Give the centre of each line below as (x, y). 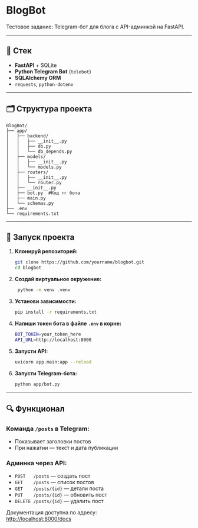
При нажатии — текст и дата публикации (66, 448)
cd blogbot (28, 268)
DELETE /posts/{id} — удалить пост (59, 501)
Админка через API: (37, 463)
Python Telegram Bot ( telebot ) (53, 71)
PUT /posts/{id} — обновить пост (61, 495)
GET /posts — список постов (54, 482)
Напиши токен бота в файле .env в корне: (68, 323)
